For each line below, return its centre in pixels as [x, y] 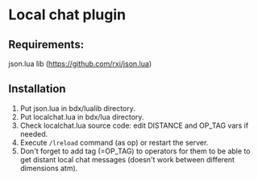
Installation [37, 89]
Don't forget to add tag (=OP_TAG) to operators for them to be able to [135, 151]
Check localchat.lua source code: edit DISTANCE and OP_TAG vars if [134, 125]
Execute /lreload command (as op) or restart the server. [114, 142]
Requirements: [46, 45]
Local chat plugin [67, 15]
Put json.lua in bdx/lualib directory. [77, 108]
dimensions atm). [49, 168]
